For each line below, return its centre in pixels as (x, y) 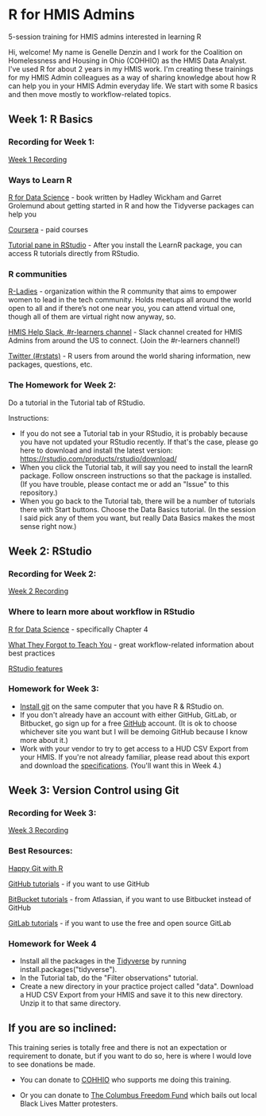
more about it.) (44, 740)
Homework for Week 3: (54, 689)
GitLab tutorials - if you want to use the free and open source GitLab (120, 923)
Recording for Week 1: (52, 142)
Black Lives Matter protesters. (69, 1103)
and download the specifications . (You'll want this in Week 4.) (121, 765)
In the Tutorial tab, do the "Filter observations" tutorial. (109, 978)
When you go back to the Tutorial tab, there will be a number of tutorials (137, 501)
